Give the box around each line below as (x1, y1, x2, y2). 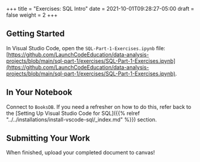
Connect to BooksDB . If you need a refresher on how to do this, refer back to (6, 103, 192, 110)
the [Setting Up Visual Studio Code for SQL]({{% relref (6, 109, 140, 117)
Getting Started (6, 29, 65, 39)
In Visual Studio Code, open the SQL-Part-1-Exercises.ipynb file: (6, 44, 165, 51)
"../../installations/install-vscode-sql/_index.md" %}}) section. (6, 116, 157, 123)
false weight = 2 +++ (6, 11, 58, 19)
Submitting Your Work (6, 133, 91, 143)
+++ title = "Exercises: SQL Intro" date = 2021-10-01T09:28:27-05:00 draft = (6, 5, 195, 12)
